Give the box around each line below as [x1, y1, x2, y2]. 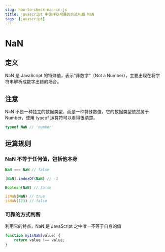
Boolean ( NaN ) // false [5, 185, 52, 190]
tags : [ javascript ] [5, 16, 45, 21]
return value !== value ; [14, 238, 65, 243]
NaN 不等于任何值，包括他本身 [5, 156, 78, 163]
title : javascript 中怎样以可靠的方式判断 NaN [5, 12, 95, 17]
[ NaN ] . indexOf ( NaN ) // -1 [5, 176, 58, 181]
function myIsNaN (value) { [5, 233, 61, 238]
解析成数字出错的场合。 [13, 79, 62, 84]
